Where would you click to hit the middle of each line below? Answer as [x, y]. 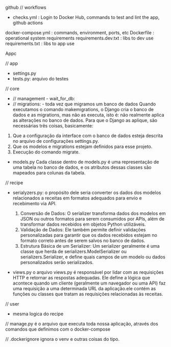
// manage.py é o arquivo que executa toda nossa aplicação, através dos [82, 324]
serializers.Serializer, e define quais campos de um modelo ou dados [93, 257]
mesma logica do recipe [38, 314]
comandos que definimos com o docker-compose [58, 329]
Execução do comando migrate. [46, 152]
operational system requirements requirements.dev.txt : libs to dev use [80, 38]
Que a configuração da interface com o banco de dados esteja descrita [88, 136]
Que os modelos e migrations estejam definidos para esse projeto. [82, 146]
